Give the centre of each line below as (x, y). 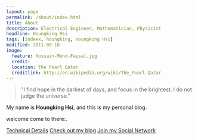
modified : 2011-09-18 (33, 45)
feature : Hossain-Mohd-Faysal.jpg (54, 56)
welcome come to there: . (37, 119)
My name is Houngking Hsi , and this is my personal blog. (77, 107)
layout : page (22, 12)
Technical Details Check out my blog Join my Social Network (81, 130)
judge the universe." (45, 96)
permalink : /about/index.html (44, 17)
